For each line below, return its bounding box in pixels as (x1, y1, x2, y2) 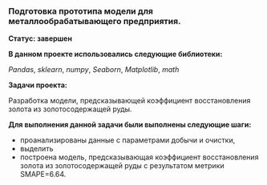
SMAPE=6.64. (19, 170, 67, 179)
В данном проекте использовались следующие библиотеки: (8, 50, 223, 59)
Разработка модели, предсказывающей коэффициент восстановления (8, 96, 251, 106)
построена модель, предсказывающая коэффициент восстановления (19, 152, 259, 162)
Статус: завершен (8, 34, 72, 43)
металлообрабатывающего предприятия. (8, 15, 181, 26)
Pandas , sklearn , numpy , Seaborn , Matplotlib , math (8, 65, 180, 74)
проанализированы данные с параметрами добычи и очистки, (19, 135, 236, 145)
